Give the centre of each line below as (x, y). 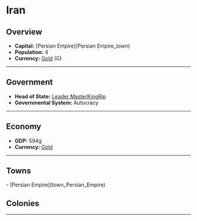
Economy (24, 127)
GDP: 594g (28, 141)
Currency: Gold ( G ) (38, 58)
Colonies (23, 203)
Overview (24, 32)
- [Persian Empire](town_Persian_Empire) (56, 185)
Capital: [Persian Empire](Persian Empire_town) (72, 46)
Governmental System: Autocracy (56, 103)
